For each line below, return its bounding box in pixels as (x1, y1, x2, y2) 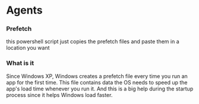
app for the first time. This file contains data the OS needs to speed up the (6, 79, 188, 86)
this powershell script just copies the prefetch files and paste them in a (6, 38, 179, 45)
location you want (6, 44, 50, 51)
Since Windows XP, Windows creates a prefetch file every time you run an (6, 72, 188, 80)
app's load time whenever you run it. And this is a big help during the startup (6, 85, 194, 92)
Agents (6, 4, 43, 17)
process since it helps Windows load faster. (6, 91, 113, 98)
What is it (6, 59, 34, 67)
